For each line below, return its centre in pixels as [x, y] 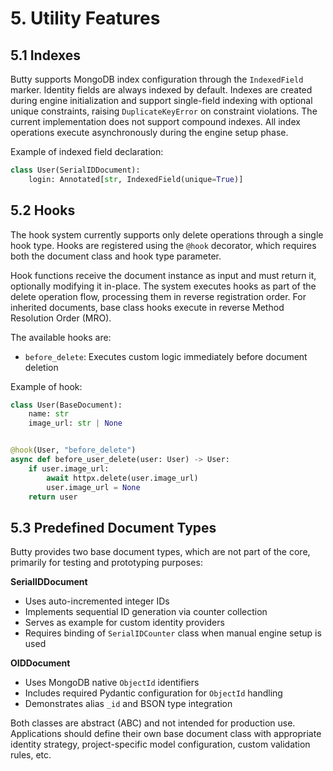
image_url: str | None [75, 423]
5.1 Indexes [46, 55]
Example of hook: [46, 386]
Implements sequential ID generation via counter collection [146, 612]
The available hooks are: [61, 337]
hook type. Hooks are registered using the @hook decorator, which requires [163, 245]
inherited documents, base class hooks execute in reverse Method [147, 307]
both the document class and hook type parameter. [116, 256]
